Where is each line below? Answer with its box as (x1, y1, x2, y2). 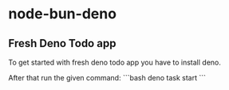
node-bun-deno (8, 5, 117, 23)
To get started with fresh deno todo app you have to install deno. (8, 57, 222, 67)
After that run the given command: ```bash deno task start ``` (8, 73, 206, 82)
